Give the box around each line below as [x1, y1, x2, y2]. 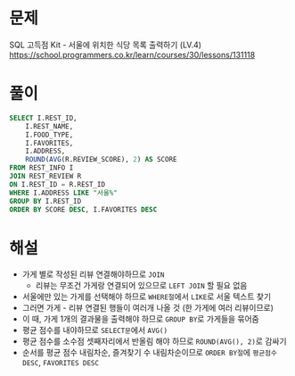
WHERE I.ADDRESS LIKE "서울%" [9, 188, 118, 197]
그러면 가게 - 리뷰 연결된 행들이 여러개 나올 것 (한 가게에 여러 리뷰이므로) [21, 303, 275, 313]
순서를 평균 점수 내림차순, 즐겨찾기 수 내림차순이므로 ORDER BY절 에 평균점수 [21, 347, 278, 358]
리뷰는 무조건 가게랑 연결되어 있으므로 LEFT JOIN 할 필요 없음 [35, 280, 248, 291]
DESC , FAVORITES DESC [21, 357, 100, 368]
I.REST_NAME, [25, 121, 74, 130]
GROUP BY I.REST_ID [9, 196, 82, 205]
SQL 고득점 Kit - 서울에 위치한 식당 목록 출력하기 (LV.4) [9, 39, 202, 50]
